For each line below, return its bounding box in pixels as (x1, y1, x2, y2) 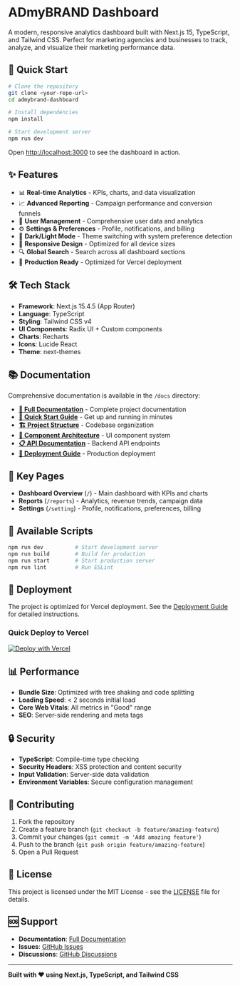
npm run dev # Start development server (8, 543, 159, 550)
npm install (8, 116, 43, 123)
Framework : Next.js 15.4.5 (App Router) (18, 301, 135, 311)
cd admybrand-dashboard (8, 96, 79, 104)
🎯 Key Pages (8, 470, 65, 482)
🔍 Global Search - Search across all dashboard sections (18, 247, 186, 256)
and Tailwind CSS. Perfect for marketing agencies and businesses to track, (8, 35, 228, 44)
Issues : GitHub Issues (18, 942, 84, 950)
